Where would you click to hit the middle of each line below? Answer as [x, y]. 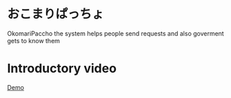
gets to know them [34, 40]
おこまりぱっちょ [56, 14]
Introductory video [62, 69]
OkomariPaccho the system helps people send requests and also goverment [115, 33]
